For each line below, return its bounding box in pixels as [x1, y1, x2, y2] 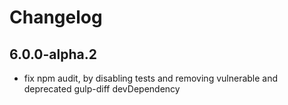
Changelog [9, 6, 103, 29]
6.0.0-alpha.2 [9, 46, 97, 63]
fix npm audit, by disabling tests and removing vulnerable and [23, 72, 279, 84]
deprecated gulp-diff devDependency [23, 83, 181, 95]
